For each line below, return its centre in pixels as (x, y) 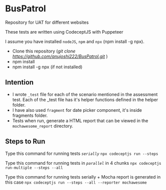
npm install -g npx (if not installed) (47, 67)
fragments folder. (30, 115)
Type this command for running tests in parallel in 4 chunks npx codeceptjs (83, 163)
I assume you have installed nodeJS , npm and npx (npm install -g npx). (75, 41)
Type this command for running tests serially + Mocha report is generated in (83, 177)
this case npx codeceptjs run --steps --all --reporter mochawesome (76, 182)
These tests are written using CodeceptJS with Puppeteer (64, 32)
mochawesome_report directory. (43, 126)
